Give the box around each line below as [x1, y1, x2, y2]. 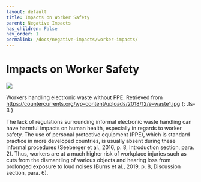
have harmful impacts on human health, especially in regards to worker [6, 124, 182, 132]
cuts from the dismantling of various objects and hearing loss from [6, 156, 171, 163]
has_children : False [6, 25, 58, 32]
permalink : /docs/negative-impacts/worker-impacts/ [6, 37, 138, 43]
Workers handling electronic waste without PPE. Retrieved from [6, 94, 163, 101]
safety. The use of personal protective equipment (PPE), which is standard [6, 130, 190, 138]
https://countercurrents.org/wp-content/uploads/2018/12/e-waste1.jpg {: [6, 100, 186, 107]
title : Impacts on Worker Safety [6, 14, 90, 20]
